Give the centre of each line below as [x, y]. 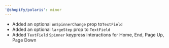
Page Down [24, 40]
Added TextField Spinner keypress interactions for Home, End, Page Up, [88, 34]
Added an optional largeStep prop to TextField [61, 29]
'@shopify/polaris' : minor [33, 10]
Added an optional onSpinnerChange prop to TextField [67, 24]
